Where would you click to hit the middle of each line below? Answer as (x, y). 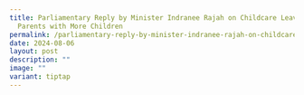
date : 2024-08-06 (42, 43)
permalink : (30, 34)
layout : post (34, 52)
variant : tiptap (40, 77)
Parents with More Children (71, 26)
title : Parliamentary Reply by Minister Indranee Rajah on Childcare (143, 18)
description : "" (40, 60)
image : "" (28, 69)
